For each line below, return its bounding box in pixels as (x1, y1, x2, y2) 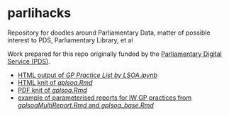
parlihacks (7, 5, 72, 21)
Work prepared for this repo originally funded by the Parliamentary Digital (7, 50, 222, 58)
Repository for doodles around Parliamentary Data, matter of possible (7, 28, 211, 37)
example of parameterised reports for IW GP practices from (17, 93, 192, 102)
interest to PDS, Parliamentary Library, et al (7, 35, 133, 44)
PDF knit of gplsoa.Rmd (17, 86, 87, 94)
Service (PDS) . (7, 57, 51, 65)
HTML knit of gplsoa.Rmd (17, 78, 93, 86)
